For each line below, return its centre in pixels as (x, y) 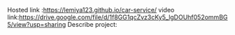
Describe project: (92, 24)
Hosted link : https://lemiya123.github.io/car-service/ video (91, 10)
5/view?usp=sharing (37, 24)
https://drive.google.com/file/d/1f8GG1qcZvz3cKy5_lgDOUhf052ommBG (123, 17)
